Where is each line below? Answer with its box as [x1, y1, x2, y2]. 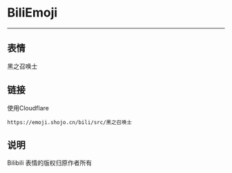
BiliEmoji [7, 5, 58, 21]
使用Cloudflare [7, 103, 50, 112]
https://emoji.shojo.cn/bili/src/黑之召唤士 [7, 119, 133, 125]
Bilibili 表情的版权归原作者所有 [7, 159, 93, 167]
